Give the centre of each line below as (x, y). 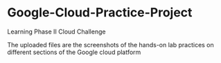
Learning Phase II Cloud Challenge (56, 32)
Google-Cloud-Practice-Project (100, 13)
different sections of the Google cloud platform (74, 52)
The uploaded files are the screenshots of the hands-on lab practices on (111, 45)
